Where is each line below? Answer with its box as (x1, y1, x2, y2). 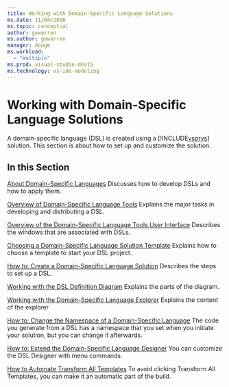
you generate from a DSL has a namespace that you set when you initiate (7, 324, 214, 332)
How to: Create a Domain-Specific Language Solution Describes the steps (7, 262, 217, 270)
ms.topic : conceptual (7, 23, 69, 30)
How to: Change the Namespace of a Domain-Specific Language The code (7, 316, 219, 325)
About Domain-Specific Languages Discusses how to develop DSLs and (7, 180, 211, 188)
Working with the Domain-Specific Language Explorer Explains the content (7, 296, 219, 304)
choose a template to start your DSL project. (7, 248, 132, 257)
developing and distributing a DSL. (7, 207, 105, 216)
